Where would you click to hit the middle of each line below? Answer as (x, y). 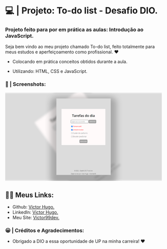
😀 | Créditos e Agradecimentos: (45, 231)
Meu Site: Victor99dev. (36, 218)
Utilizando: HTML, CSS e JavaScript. (50, 71)
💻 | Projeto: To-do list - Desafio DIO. (82, 11)
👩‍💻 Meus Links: (30, 195)
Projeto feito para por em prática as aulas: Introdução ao (74, 30)
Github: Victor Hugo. (33, 207)
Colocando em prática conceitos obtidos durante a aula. (70, 62)
